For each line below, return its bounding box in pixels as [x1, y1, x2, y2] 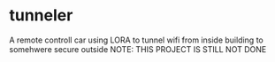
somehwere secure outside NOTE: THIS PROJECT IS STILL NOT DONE [9, 43, 267, 54]
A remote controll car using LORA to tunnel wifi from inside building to [9, 35, 264, 45]
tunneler [9, 5, 73, 26]
